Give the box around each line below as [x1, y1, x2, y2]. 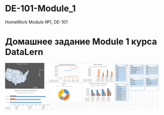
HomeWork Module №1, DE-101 [5, 19, 68, 25]
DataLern [5, 47, 43, 57]
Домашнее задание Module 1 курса [5, 36, 157, 47]
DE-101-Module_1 [5, 3, 76, 14]
